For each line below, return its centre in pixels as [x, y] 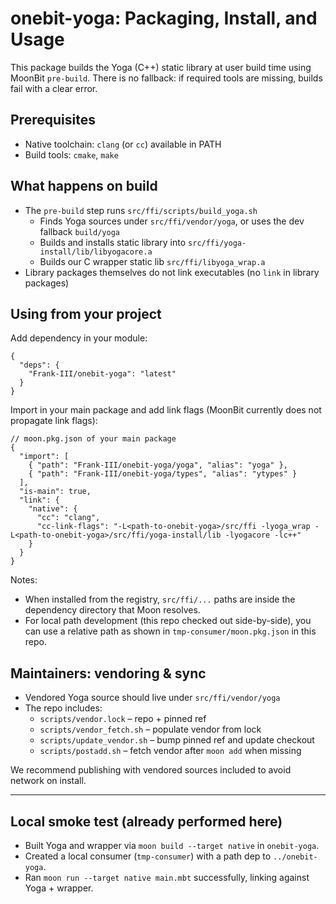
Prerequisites [53, 120]
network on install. [48, 781]
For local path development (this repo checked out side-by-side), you [168, 621]
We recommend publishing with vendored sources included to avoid [151, 770]
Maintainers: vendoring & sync [108, 673]
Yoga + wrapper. [59, 888]
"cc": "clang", [68, 518]
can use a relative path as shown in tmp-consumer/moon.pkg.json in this [170, 631]
